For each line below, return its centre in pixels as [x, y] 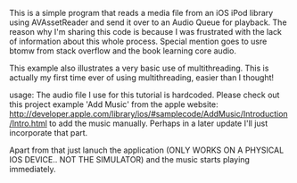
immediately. [33, 169]
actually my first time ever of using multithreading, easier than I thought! [142, 78]
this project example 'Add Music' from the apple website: [114, 104]
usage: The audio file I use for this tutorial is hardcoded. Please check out [144, 95]
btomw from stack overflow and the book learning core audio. [123, 51]
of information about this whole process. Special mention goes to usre [138, 41]
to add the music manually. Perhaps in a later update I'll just [158, 123]
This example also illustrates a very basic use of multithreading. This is [139, 68]
